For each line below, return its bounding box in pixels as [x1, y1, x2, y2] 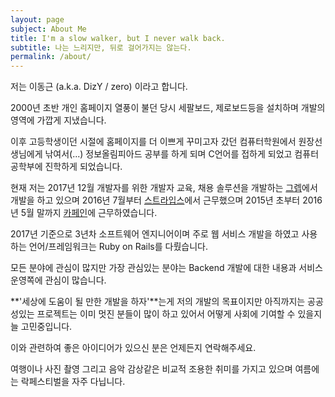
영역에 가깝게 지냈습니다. [10, 114, 107, 126]
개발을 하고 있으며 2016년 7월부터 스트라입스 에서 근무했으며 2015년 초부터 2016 [10, 194, 323, 206]
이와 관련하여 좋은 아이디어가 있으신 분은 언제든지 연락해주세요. [10, 342, 257, 354]
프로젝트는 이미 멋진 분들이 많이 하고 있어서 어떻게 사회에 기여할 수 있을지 [36, 308, 323, 320]
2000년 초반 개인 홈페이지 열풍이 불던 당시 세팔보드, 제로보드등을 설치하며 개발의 [10, 102, 326, 114]
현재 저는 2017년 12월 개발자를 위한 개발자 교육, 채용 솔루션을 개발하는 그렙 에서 [10, 182, 318, 194]
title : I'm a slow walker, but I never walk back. [10, 33, 226, 43]
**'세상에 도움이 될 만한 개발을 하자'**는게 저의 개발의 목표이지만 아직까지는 [10, 296, 306, 308]
